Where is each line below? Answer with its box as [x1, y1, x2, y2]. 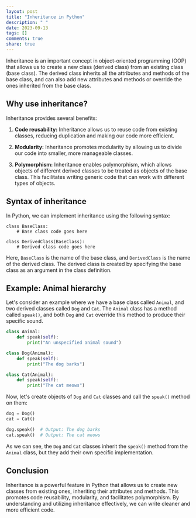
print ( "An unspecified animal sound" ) [27, 340, 122, 346]
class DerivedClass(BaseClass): [6, 239, 85, 244]
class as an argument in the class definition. [6, 267, 112, 274]
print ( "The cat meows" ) [27, 382, 85, 389]
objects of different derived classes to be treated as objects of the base [14, 167, 187, 174]
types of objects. [14, 179, 56, 187]
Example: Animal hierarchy [6, 283, 106, 293]
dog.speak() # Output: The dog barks [6, 426, 101, 433]
